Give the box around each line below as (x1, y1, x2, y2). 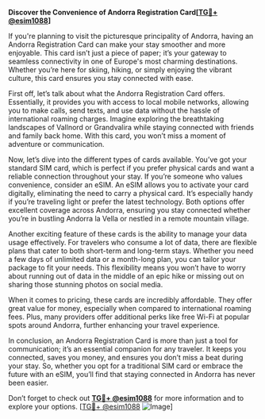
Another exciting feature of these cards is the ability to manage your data (8, 229, 248, 238)
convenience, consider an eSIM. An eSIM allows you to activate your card (8, 180, 249, 190)
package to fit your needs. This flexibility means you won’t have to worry (8, 263, 246, 272)
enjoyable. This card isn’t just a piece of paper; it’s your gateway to (8, 48, 228, 57)
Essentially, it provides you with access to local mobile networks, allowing (8, 98, 249, 106)
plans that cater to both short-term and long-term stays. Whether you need (8, 246, 254, 256)
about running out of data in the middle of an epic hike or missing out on (8, 271, 244, 281)
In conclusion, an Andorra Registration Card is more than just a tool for (8, 336, 239, 345)
